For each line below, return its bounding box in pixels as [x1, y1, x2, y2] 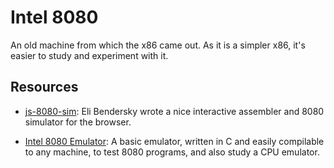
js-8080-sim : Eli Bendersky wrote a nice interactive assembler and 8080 [24, 105, 325, 117]
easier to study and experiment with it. [10, 49, 169, 61]
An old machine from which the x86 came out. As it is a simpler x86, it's [10, 39, 306, 51]
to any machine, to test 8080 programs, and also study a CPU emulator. [24, 146, 320, 158]
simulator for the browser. [24, 116, 132, 128]
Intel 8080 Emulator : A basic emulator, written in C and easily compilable [24, 135, 325, 147]
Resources [10, 79, 79, 96]
